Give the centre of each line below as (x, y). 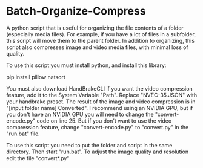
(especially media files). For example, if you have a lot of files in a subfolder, (101, 34)
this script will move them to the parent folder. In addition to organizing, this (101, 40)
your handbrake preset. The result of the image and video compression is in (101, 102)
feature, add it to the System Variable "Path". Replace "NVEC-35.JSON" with (102, 95)
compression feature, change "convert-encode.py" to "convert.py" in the (98, 127)
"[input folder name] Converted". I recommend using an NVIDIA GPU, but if (100, 108)
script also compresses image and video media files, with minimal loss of (98, 47)
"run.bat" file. (23, 134)
